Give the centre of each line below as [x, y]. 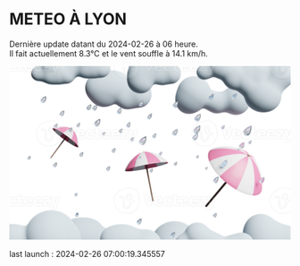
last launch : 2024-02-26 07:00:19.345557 [87, 254]
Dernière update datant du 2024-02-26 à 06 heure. [104, 44]
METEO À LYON [68, 19]
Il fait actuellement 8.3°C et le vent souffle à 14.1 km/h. [108, 53]
